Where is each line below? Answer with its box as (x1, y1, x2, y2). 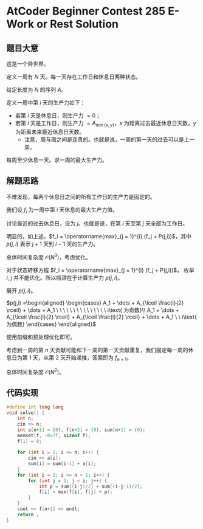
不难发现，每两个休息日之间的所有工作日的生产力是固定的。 (6, 193, 156, 200)
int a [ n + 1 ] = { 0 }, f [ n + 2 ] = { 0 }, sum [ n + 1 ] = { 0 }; (17, 427, 146, 433)
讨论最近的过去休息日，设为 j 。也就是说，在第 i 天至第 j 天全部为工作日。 (6, 220, 188, 227)
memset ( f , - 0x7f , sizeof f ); (17, 432, 91, 438)
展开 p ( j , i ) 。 (6, 287, 36, 294)
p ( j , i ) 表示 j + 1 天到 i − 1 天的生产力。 (6, 240, 99, 247)
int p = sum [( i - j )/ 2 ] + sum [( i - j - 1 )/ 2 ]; (38, 483, 143, 489)
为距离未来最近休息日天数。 (15, 128, 85, 135)
